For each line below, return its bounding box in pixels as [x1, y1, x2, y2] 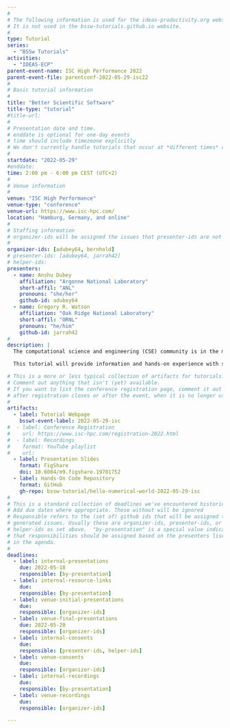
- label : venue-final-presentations [13, 615, 118, 622]
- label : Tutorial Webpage [13, 411, 90, 419]
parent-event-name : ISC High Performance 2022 [7, 67, 142, 74]
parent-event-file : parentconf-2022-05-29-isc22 [7, 73, 149, 81]
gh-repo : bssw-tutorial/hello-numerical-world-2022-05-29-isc [19, 488, 201, 495]
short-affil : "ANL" [19, 284, 75, 292]
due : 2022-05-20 [19, 622, 66, 629]
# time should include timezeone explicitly [7, 138, 136, 145]
